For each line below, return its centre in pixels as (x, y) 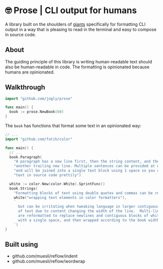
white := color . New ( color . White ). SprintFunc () (57, 184)
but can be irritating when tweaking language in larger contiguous (89, 207)
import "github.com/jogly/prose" (39, 98)
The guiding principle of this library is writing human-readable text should (79, 61)
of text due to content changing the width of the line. (77, 211)
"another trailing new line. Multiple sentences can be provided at (84, 166)
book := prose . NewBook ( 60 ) (37, 112)
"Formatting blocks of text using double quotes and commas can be (83, 193)
